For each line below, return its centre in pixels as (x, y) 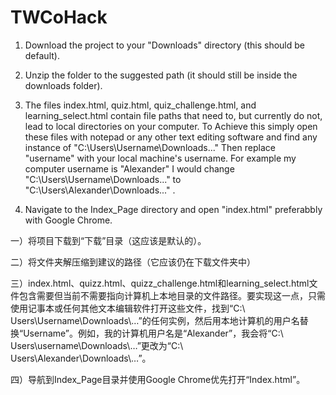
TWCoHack (59, 17)
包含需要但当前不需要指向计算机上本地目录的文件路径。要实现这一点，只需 (172, 295)
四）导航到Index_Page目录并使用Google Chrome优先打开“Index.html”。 (158, 379)
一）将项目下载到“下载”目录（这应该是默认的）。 (108, 240)
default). (42, 55)
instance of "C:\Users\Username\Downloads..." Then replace (150, 147)
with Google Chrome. (68, 220)
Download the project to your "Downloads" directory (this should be (164, 45)
